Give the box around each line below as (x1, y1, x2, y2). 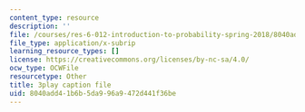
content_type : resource (9, 13, 100, 23)
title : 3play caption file (9, 80, 112, 89)
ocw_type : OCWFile (9, 64, 79, 73)
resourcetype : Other (9, 72, 88, 81)
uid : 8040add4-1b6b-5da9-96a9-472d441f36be (9, 89, 177, 98)
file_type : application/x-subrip (9, 38, 136, 48)
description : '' (9, 22, 71, 31)
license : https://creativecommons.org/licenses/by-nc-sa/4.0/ (9, 55, 250, 64)
